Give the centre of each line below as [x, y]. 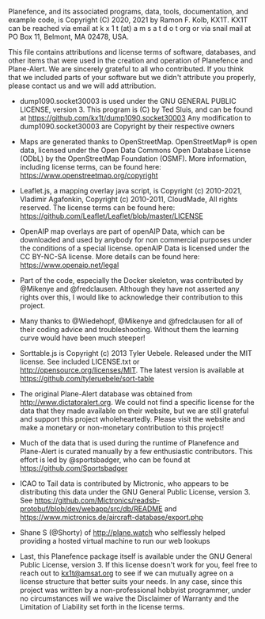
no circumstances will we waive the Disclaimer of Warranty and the [129, 598]
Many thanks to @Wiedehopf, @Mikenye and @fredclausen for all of [131, 321]
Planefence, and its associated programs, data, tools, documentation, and [129, 11]
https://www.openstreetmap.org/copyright [89, 175]
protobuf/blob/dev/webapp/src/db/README [91, 509]
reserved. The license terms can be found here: [97, 208]
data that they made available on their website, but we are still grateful [134, 411]
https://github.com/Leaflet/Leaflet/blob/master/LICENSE [111, 216]
